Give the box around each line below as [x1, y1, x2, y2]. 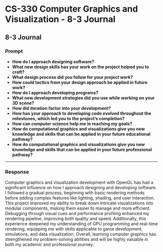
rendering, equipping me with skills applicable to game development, [5, 226, 143, 232]
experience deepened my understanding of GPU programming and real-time [5, 221, 158, 227]
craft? [12, 69, 25, 75]
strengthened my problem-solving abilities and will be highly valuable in [5, 236, 148, 242]
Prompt [5, 48, 23, 54]
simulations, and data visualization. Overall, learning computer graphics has [5, 231, 156, 237]
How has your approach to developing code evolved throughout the [12, 110, 151, 116]
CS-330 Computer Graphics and [5, 3, 138, 15]
